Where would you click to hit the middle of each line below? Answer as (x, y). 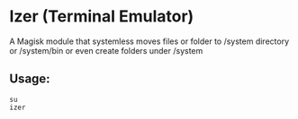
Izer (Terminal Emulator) (102, 17)
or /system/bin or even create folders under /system (106, 50)
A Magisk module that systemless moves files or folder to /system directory (149, 41)
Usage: (30, 79)
